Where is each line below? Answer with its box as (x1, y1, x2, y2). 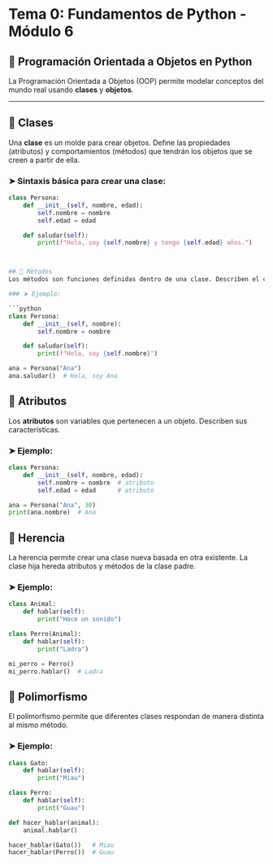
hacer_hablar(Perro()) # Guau (8, 849, 115, 857)
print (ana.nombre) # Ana (8, 508, 96, 517)
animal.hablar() (23, 826, 79, 835)
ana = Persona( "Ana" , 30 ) (8, 501, 96, 509)
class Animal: (8, 600, 57, 608)
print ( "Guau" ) (37, 804, 85, 812)
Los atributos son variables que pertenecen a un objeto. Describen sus (8, 416, 248, 426)
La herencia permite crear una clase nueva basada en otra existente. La (8, 553, 248, 563)
